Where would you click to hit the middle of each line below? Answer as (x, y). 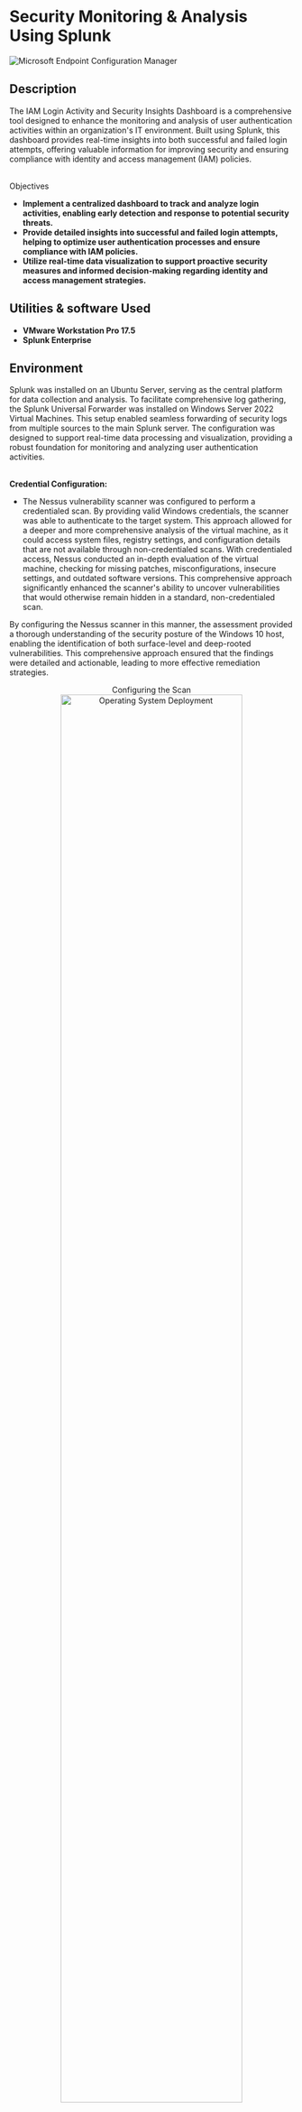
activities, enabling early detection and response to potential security (156, 213)
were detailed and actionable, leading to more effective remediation (135, 663)
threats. (38, 222)
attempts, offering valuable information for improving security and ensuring (149, 149)
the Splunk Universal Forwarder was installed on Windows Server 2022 (142, 409)
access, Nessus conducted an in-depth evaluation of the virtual (140, 559)
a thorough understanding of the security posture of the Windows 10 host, (147, 635)
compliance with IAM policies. (80, 251)
